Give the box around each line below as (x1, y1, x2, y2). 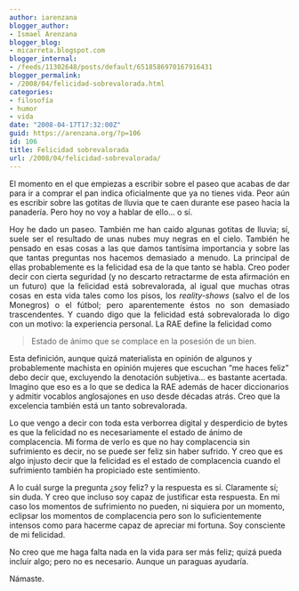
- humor (9, 104, 38, 113)
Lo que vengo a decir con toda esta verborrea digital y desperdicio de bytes (9, 417, 288, 428)
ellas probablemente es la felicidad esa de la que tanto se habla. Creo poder (9, 262, 290, 272)
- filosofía (9, 95, 53, 105)
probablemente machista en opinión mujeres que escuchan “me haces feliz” (9, 362, 289, 373)
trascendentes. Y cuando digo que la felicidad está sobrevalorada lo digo (9, 309, 290, 320)
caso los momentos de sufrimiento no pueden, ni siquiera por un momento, (9, 500, 285, 512)
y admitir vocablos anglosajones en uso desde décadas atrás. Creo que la (9, 391, 280, 401)
